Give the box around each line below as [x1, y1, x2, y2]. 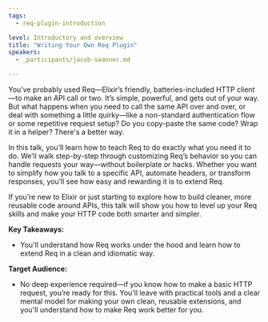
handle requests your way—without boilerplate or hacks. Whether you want [8, 160, 258, 169]
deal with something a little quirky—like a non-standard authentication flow [8, 110, 256, 120]
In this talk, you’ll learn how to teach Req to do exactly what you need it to [8, 143, 252, 152]
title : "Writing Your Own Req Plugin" [8, 41, 138, 49]
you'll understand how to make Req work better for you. [19, 305, 204, 314]
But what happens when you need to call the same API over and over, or [8, 101, 246, 111]
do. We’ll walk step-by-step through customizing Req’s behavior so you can [8, 151, 258, 161]
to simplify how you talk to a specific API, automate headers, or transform [8, 169, 250, 177]
